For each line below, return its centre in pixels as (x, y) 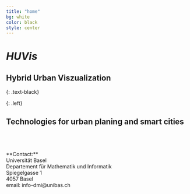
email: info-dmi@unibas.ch (38, 185)
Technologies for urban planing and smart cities (95, 121)
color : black (22, 22)
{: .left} (14, 103)
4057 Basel (20, 179)
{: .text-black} (23, 92)
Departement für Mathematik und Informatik (59, 167)
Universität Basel (26, 160)
